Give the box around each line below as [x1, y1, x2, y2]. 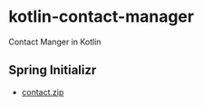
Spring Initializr [8, 63, 97, 78]
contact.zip [21, 86, 64, 97]
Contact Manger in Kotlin [8, 36, 101, 47]
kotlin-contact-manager [8, 6, 195, 27]
